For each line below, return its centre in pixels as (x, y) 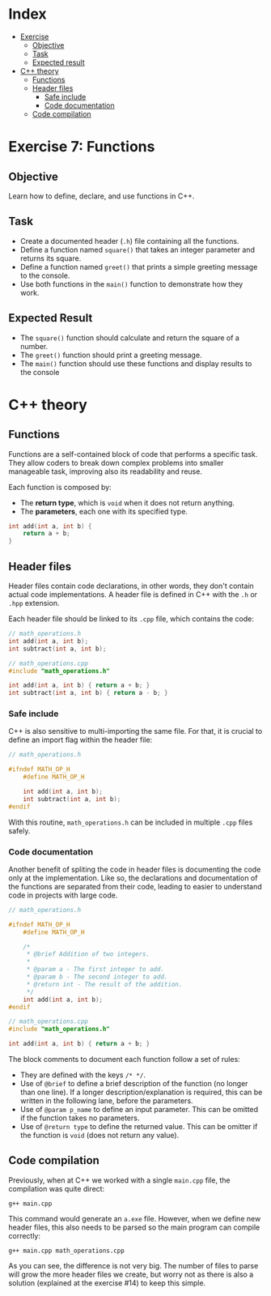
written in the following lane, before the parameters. (106, 1101)
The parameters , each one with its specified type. (104, 511)
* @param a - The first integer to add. (95, 970)
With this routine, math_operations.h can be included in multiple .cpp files (131, 822)
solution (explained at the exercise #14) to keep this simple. (107, 1283)
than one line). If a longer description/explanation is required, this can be (141, 1092)
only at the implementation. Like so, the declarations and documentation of (133, 878)
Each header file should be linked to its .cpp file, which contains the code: (131, 619)
